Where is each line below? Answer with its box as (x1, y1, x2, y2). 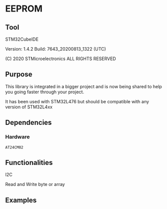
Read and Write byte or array (5, 181, 65, 187)
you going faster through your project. (5, 89, 85, 95)
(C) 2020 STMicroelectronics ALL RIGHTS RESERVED (5, 56, 116, 62)
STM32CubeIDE (5, 36, 39, 42)
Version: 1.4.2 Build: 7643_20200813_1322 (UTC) (5, 46, 107, 52)
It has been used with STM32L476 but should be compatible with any (5, 98, 149, 104)
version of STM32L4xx (5, 104, 53, 110)
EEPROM (5, 3, 43, 15)
